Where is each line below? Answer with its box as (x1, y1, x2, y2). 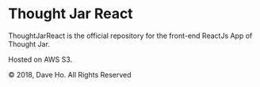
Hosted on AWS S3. (8, 55, 73, 64)
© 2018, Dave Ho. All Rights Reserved (8, 70, 132, 79)
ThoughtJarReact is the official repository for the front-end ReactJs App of (8, 31, 253, 40)
